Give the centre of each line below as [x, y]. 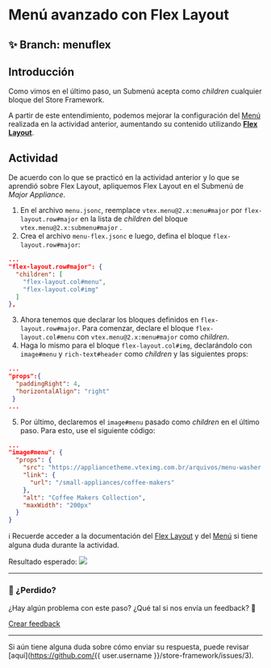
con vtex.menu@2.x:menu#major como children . [153, 337]
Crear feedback [34, 624]
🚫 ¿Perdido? [32, 591]
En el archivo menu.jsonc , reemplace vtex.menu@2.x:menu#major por [131, 211]
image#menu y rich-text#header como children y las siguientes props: [134, 354]
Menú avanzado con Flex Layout [119, 15]
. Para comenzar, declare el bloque [136, 328]
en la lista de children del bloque [134, 219]
